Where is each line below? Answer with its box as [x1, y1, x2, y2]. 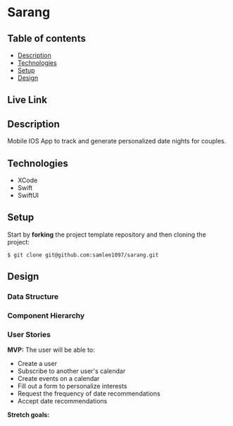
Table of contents [7, 32, 86, 45]
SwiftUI [17, 191, 39, 200]
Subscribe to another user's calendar [17, 367, 126, 375]
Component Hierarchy [7, 311, 85, 321]
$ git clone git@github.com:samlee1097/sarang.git [7, 252, 159, 259]
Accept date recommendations [17, 397, 108, 406]
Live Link [7, 94, 48, 106]
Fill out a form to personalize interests [17, 382, 127, 391]
